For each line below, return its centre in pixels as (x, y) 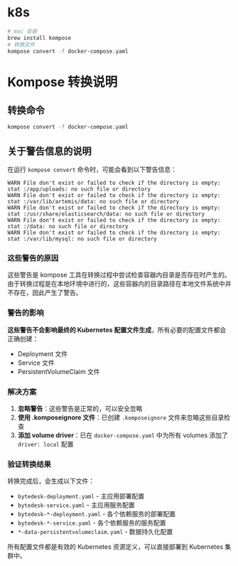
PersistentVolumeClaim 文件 (59, 371)
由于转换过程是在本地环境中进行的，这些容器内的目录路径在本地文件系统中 (116, 284)
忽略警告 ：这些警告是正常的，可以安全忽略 (80, 409)
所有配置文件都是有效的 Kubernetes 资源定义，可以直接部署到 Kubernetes (115, 547)
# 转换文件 (21, 44)
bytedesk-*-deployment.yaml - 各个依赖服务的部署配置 (97, 514)
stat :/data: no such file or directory (68, 227)
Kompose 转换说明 (63, 82)
